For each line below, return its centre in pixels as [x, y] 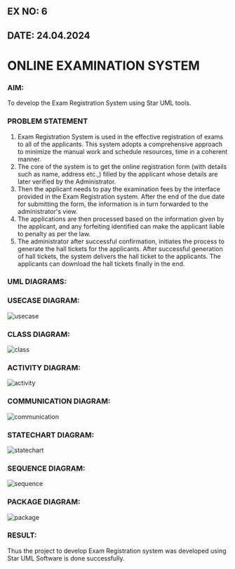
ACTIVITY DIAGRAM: [44, 367]
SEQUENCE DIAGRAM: [46, 468]
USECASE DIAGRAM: [43, 300]
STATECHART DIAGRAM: [51, 435]
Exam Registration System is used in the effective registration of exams [120, 136]
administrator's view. [47, 211]
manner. [29, 159]
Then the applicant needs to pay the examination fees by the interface [119, 188]
